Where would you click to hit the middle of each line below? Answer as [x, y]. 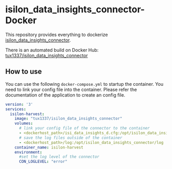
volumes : [24, 124]
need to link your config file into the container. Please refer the [71, 89]
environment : [28, 152]
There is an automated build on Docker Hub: [52, 50]
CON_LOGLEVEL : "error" [43, 162]
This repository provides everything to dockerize [57, 34]
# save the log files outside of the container [71, 138]
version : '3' [19, 104]
